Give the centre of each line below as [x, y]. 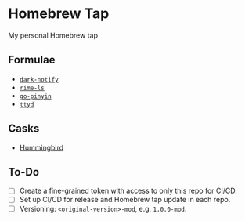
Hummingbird [41, 147]
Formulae [32, 60]
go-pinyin [36, 96]
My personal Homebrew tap [53, 35]
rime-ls [32, 88]
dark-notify [39, 79]
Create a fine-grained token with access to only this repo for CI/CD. [128, 191]
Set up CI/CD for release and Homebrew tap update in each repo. [125, 200]
